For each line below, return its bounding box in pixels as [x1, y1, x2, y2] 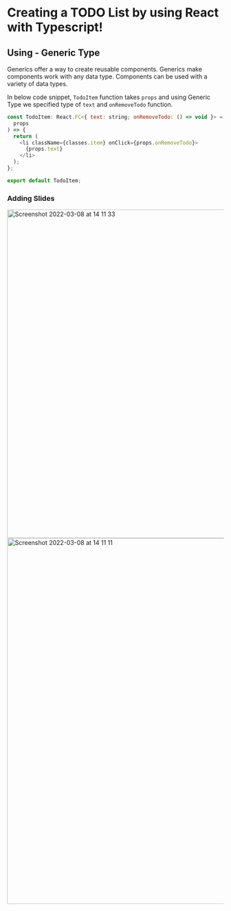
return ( [13, 133, 38, 140]
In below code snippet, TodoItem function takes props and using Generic [7, 93, 211, 101]
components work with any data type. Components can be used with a [7, 72, 208, 81]
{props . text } [25, 146, 63, 153]
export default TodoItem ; [7, 177, 81, 184]
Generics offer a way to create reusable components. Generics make [7, 65, 203, 73]
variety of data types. [7, 80, 68, 87]
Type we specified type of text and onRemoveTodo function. [7, 100, 173, 108]
